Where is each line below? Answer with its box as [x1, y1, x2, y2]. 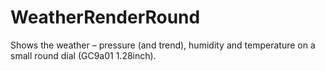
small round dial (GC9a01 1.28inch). [10, 49, 157, 61]
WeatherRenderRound [10, 6, 201, 29]
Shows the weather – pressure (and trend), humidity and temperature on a [10, 39, 316, 51]
